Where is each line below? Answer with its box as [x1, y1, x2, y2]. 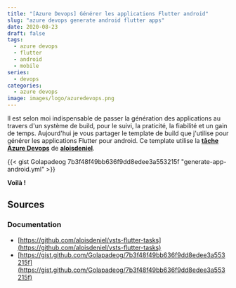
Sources [7, 199, 45, 211]
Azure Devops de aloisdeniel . [7, 144, 95, 152]
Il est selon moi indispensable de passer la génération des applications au [7, 114, 221, 123]
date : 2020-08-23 [7, 23, 58, 30]
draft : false [7, 29, 46, 37]
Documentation [7, 220, 62, 230]
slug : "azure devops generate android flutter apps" [7, 17, 165, 24]
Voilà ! [7, 179, 26, 186]
